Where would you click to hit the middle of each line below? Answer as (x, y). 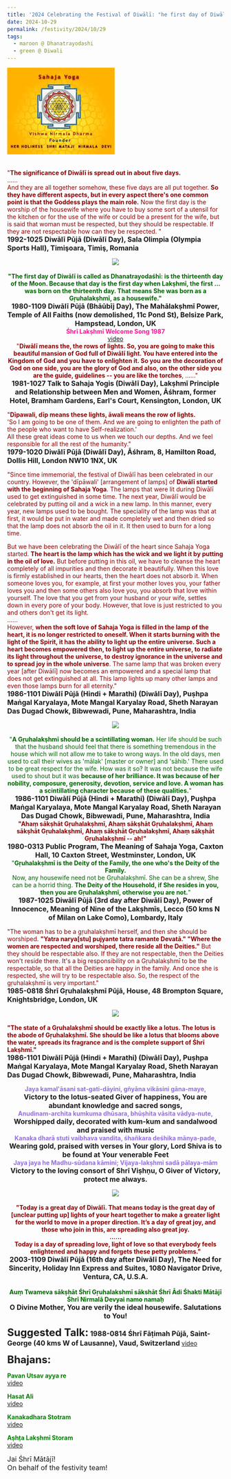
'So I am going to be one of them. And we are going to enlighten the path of (114, 422)
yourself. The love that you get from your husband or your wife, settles (107, 598)
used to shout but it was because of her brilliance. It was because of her (115, 776)
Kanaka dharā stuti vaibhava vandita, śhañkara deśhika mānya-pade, (115, 1138)
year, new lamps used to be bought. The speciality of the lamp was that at (112, 511)
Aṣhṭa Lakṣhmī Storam (40, 1438)
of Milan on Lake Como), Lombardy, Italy (115, 917)
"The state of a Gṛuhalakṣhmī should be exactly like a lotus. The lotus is (111, 1028)
